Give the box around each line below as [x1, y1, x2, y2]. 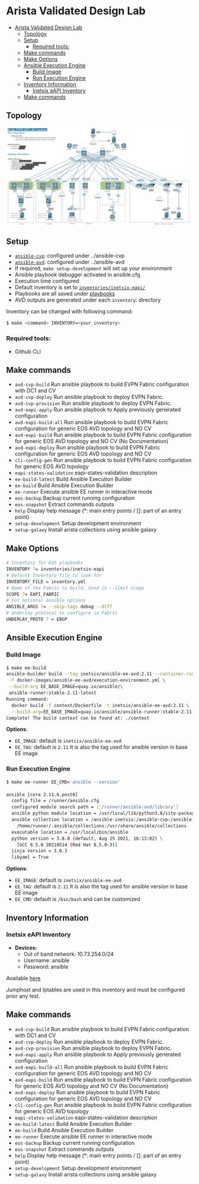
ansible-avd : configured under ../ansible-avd [14, 259, 125, 266]
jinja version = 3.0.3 [11, 848, 68, 854]
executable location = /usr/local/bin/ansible [11, 829, 129, 835]
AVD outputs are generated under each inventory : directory [14, 296, 161, 304]
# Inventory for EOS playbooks [6, 560, 84, 566]
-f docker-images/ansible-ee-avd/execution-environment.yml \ [8, 677, 166, 683]
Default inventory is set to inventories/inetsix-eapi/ [14, 284, 146, 291]
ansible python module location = [11, 811, 97, 816]
